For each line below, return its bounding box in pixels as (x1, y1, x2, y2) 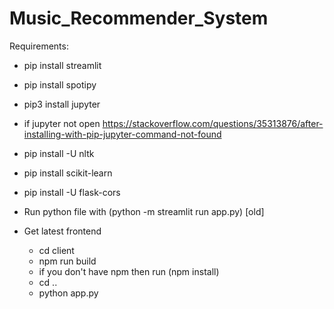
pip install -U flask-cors (23, 186, 121, 198)
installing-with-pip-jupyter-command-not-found (23, 128, 222, 140)
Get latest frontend (23, 225, 102, 237)
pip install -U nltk (23, 147, 95, 159)
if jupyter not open (23, 117, 101, 129)
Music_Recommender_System (9, 7, 269, 30)
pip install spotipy (23, 78, 97, 91)
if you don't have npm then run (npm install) (38, 265, 220, 277)
